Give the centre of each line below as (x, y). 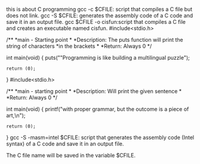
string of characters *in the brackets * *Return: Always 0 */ (79, 46)
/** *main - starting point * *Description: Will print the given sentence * (94, 91)
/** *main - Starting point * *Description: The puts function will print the (95, 40)
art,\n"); (16, 115)
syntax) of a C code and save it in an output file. (65, 144)
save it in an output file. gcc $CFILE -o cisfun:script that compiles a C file (96, 22)
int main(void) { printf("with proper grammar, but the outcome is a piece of (98, 109)
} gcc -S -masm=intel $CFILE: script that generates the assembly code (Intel (100, 137)
